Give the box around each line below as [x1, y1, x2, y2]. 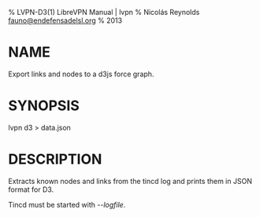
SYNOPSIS [8, 97, 80, 115]
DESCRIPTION [8, 150, 102, 168]
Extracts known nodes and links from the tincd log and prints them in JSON [8, 176, 252, 186]
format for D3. [8, 185, 54, 194]
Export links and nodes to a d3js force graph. [8, 69, 154, 79]
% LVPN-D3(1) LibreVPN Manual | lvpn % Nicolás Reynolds [8, 8, 200, 17]
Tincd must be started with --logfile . [8, 200, 126, 209]
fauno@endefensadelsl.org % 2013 [8, 16, 123, 25]
